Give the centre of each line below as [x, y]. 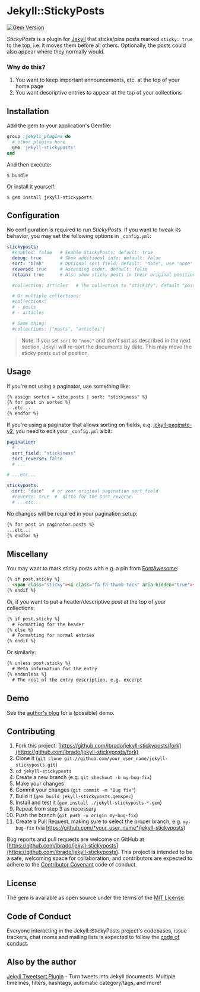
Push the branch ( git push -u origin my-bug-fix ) [77, 815]
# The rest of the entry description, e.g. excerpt [77, 680]
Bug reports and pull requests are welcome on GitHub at [76, 839]
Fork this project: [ [38, 746]
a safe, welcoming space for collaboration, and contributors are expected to [99, 858]
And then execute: [29, 164]
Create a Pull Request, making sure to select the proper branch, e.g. [98, 821]
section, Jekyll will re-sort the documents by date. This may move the [107, 347]
